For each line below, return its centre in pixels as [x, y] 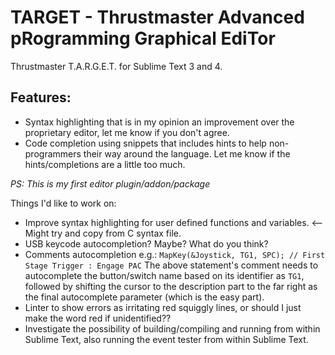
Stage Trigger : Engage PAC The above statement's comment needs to [171, 265]
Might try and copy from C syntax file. [103, 233]
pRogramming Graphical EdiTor [143, 38]
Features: [41, 97]
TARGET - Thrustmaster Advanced [157, 17]
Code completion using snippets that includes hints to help [145, 143]
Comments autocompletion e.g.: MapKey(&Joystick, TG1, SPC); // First [175, 254]
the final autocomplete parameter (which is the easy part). [144, 297]
